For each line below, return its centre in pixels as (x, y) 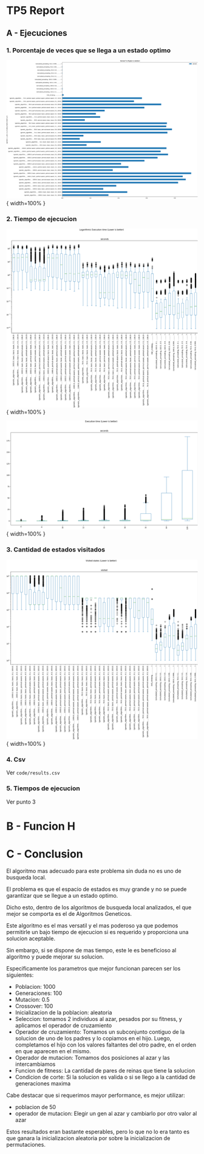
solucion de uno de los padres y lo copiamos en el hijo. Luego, (93, 1038)
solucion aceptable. (31, 938)
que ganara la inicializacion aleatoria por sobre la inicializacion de (88, 1138)
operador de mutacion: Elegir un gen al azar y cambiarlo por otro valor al (106, 1113)
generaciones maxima (43, 1083)
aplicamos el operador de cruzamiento (63, 1025)
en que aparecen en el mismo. (53, 1051)
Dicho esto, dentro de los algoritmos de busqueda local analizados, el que (99, 907)
